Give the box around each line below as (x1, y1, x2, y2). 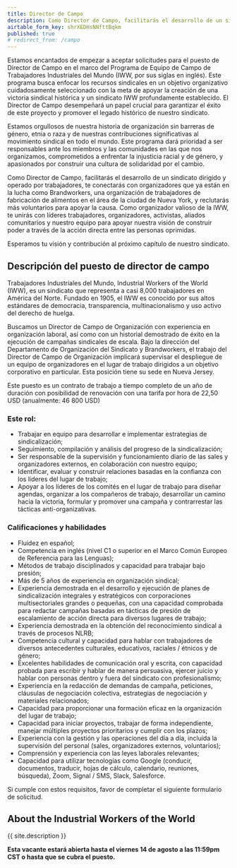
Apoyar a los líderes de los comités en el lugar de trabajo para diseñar (17, 482, 221, 491)
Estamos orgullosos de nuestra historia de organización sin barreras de (7, 122, 215, 131)
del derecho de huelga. (7, 309, 75, 317)
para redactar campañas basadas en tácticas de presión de (17, 606, 191, 614)
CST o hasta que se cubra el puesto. (7, 852, 116, 862)
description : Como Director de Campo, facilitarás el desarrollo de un (7, 17, 222, 24)
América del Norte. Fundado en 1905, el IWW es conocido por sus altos (7, 294, 215, 302)
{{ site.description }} (7, 831, 67, 840)
